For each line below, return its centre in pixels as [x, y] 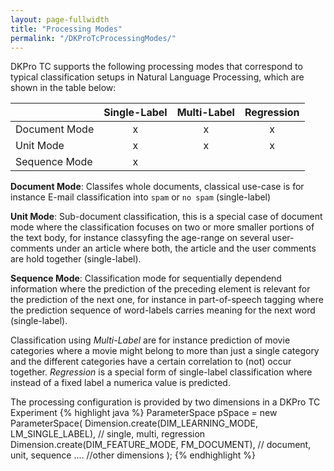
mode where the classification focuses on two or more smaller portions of [162, 227]
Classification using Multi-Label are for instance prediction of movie [150, 340]
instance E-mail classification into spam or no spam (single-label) [141, 197]
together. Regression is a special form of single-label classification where [161, 372]
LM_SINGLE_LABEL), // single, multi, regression [108, 434]
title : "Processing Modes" [66, 29]
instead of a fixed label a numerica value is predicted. [120, 383]
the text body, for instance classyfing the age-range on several [140, 238]
